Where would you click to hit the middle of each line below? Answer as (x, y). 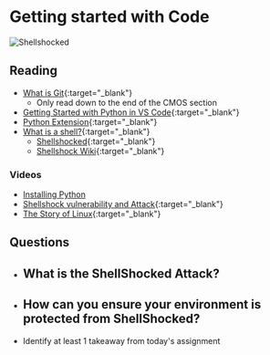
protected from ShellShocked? (111, 319)
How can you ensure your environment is (142, 304)
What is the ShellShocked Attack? (121, 273)
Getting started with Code (109, 17)
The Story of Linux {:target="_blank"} (92, 214)
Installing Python (54, 194)
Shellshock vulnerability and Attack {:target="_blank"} (123, 204)
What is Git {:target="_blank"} (78, 92)
